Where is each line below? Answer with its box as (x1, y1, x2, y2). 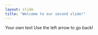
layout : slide (5, 7, 34, 12)
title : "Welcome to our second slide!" (5, 12, 86, 16)
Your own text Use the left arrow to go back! (5, 24, 94, 30)
